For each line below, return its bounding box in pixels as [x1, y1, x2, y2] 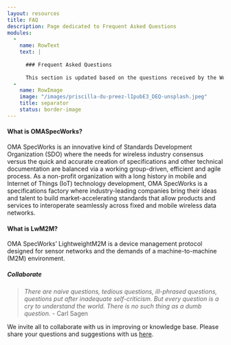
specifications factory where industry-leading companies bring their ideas [7, 187, 217, 195]
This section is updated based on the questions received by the [25, 74, 217, 81]
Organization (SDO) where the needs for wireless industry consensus [7, 149, 204, 158]
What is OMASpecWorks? [7, 127, 82, 136]
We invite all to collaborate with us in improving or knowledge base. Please [7, 323, 219, 331]
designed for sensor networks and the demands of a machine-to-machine [7, 247, 217, 255]
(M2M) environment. [7, 254, 65, 262]
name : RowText [19, 42, 60, 49]
